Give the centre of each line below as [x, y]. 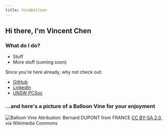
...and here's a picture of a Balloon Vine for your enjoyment [80, 106]
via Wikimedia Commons [32, 123]
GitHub [20, 82]
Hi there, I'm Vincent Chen [48, 31]
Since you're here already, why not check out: [54, 72]
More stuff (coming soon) [40, 62]
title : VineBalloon [26, 10]
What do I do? [23, 45]
